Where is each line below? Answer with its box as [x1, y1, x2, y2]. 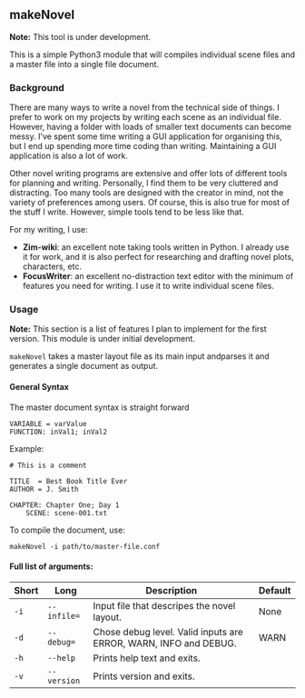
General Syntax [9, 382, 70, 392]
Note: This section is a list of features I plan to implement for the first [9, 324, 268, 334]
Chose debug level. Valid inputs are [93, 625, 243, 638]
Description [145, 583, 198, 596]
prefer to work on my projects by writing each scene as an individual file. [9, 112, 281, 123]
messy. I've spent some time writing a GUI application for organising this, [9, 131, 283, 142]
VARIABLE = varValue [9, 419, 88, 428]
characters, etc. [22, 261, 82, 272]
